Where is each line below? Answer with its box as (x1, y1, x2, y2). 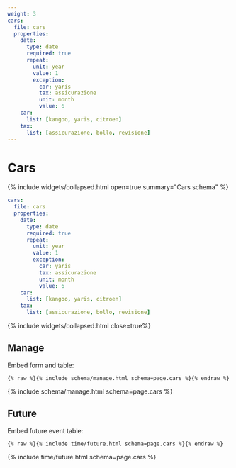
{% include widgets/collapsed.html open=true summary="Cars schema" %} (7, 183, 229, 191)
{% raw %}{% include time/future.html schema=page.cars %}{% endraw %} (7, 440, 223, 447)
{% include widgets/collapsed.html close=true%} (7, 322, 151, 330)
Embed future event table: (7, 426, 84, 435)
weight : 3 (7, 10, 37, 18)
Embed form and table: (7, 361, 74, 369)
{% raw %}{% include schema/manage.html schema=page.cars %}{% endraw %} (7, 374, 230, 381)
